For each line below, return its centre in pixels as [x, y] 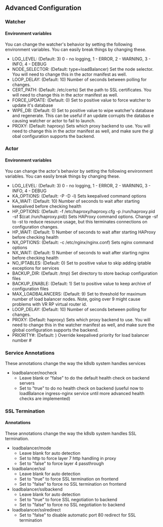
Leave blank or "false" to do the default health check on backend [84, 378]
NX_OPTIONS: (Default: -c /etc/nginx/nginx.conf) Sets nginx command [83, 242]
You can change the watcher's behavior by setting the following [69, 44]
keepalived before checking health [47, 206]
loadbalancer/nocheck [34, 373]
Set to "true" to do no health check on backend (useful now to [81, 388]
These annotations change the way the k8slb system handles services [75, 363]
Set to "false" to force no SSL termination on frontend [73, 484]
